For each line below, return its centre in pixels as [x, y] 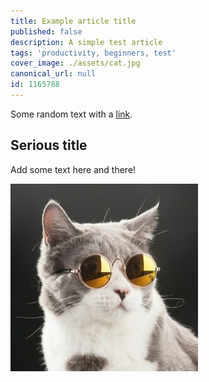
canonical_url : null [53, 74]
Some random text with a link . [71, 114]
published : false [46, 31]
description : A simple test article [86, 42]
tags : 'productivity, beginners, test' [93, 53]
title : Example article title [73, 21]
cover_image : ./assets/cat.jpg [75, 63]
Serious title [49, 145]
